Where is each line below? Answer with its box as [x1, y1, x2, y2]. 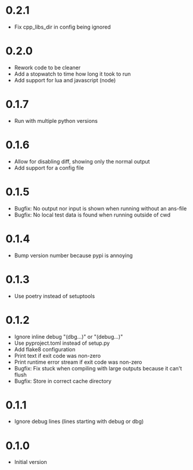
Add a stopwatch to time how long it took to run [14, 70, 131, 78]
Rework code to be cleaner [14, 64, 81, 71]
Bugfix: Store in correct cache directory [14, 377, 111, 385]
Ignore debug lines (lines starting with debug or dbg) [14, 418, 144, 425]
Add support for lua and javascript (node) [14, 76, 116, 84]
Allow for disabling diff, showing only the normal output [14, 157, 150, 165]
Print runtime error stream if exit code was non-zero [14, 358, 142, 366]
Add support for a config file [14, 164, 84, 171]
